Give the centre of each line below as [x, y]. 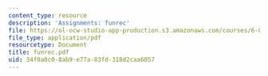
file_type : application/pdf [55, 38]
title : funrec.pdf [39, 52]
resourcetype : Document [48, 45]
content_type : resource [48, 15]
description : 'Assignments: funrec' [69, 23]
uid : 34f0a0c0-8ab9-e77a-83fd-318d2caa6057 [82, 60]
